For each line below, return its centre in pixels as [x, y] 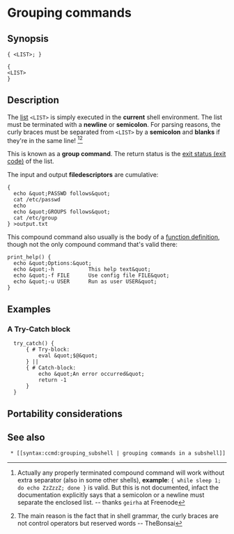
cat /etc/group [36, 218]
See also [26, 437]
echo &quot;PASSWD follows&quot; [62, 194]
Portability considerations [65, 414]
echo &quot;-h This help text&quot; [82, 270]
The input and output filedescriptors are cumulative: [83, 175]
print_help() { [29, 257]
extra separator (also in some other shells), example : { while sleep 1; [119, 480]
